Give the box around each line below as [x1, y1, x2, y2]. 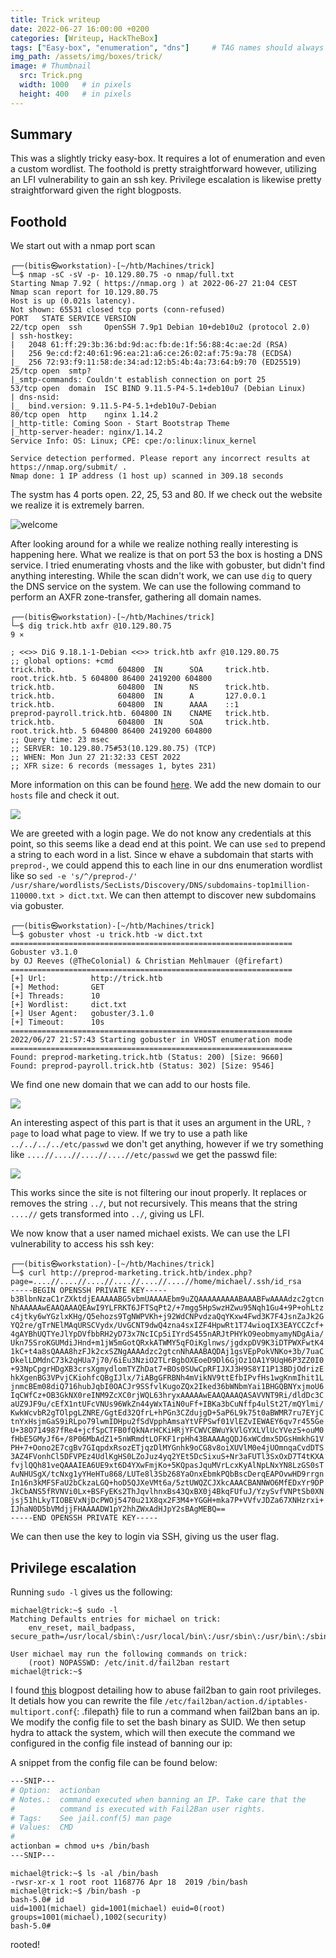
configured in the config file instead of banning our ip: [10, 1737, 233, 1750]
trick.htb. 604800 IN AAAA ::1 [10, 700, 240, 710]
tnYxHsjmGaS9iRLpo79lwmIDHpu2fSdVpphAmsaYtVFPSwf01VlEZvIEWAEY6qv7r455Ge [10, 1417, 325, 1427]
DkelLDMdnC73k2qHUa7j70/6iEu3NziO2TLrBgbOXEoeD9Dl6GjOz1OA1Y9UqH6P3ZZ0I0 [10, 1356, 325, 1366]
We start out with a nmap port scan [10, 240, 156, 252]
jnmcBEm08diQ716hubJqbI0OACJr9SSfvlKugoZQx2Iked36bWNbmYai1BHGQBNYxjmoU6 [10, 1382, 325, 1392]
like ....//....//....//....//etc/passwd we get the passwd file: [10, 1149, 278, 1161]
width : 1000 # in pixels [19, 80, 132, 90]
